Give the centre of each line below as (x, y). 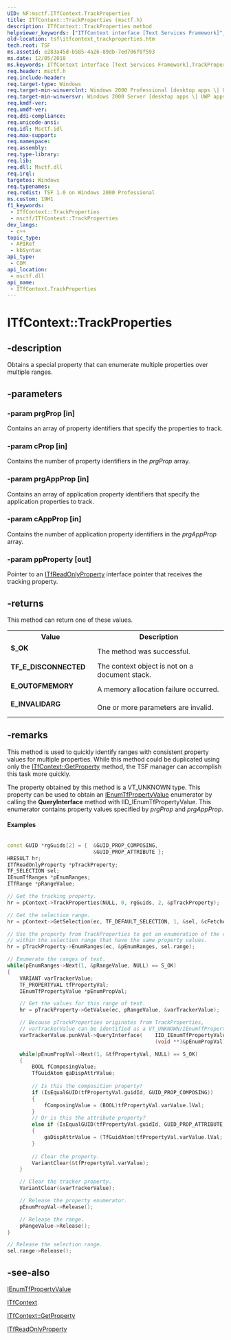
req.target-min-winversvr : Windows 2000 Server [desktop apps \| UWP (109, 97)
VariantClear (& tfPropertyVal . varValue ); (90, 1163)
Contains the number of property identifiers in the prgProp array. (99, 461)
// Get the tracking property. (52, 897)
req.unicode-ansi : (33, 122)
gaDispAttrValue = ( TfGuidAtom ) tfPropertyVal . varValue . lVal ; (133, 1138)
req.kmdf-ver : (27, 103)
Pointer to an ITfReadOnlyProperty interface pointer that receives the (105, 574)
